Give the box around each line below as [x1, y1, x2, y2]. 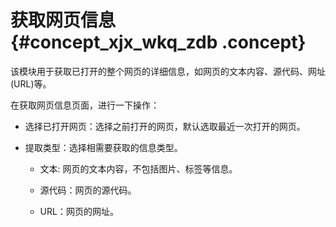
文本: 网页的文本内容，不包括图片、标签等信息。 [39, 162, 238, 175]
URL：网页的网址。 [39, 205, 119, 217]
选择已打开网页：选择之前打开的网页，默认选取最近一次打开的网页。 [24, 120, 306, 132]
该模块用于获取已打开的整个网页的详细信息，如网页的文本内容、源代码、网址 [10, 65, 326, 77]
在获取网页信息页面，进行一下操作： [10, 99, 160, 111]
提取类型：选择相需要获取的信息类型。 [24, 141, 183, 153]
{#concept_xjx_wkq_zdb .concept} [10, 31, 307, 54]
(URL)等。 [10, 77, 52, 90]
